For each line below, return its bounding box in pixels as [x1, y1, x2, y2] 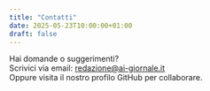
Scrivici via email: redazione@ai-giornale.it [9, 63, 166, 73]
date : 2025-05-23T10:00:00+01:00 [9, 21, 133, 30]
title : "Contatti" [9, 12, 77, 22]
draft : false [9, 29, 58, 38]
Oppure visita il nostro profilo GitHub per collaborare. [9, 72, 203, 83]
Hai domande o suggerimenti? [9, 54, 120, 64]
